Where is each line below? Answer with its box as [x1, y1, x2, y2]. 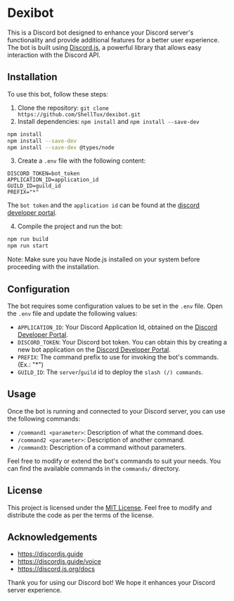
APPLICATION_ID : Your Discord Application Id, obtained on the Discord [17, 323, 218, 331]
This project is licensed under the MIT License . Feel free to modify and [7, 503, 212, 512]
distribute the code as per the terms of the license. [7, 511, 155, 519]
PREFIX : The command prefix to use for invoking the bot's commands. [17, 352, 219, 361]
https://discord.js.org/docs [17, 565, 95, 574]
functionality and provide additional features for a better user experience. [7, 35, 220, 44]
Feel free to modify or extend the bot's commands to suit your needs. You [7, 457, 221, 465]
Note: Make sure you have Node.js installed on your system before [7, 255, 200, 264]
